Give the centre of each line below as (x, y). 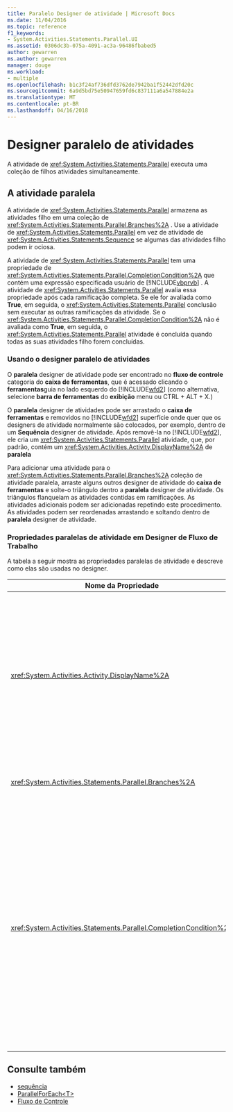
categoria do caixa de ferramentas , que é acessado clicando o (98, 382)
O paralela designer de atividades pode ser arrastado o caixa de (100, 410)
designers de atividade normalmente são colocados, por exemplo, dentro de (116, 425)
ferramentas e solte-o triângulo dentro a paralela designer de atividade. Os (115, 489)
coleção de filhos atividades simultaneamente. (74, 171)
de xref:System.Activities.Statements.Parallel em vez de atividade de (105, 232)
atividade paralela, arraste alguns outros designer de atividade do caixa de (114, 482)
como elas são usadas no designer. (58, 568)
